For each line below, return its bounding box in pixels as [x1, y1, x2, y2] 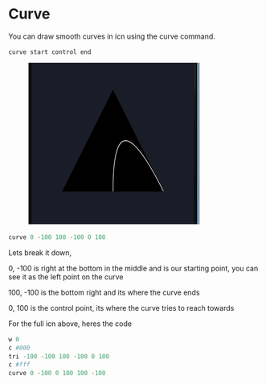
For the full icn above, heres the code [8, 319, 133, 328]
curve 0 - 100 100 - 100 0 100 [8, 233, 106, 242]
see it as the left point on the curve [8, 271, 124, 282]
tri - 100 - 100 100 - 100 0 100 [8, 352, 110, 361]
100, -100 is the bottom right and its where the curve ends [8, 287, 200, 297]
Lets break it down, [8, 247, 72, 258]
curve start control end [8, 47, 92, 56]
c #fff [8, 361, 31, 369]
